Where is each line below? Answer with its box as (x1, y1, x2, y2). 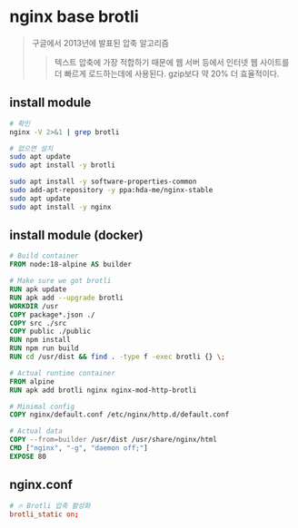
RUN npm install (9, 336, 71, 345)
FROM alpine (9, 376, 55, 386)
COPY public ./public (9, 327, 92, 337)
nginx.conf (9, 477, 73, 493)
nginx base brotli (9, 6, 139, 27)
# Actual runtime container (9, 368, 116, 377)
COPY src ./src (9, 318, 67, 328)
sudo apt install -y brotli (9, 161, 116, 170)
